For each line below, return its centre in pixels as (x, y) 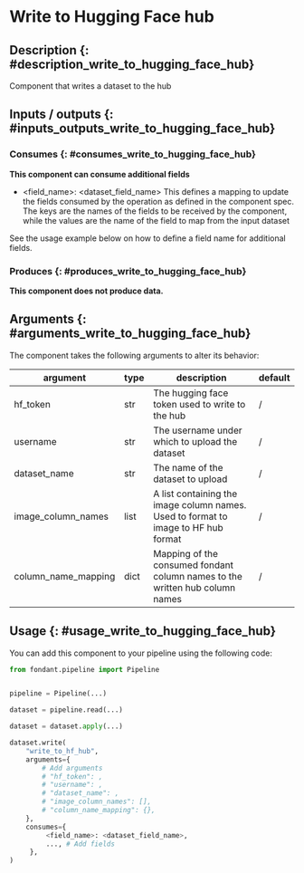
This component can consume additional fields (100, 174)
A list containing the (195, 494)
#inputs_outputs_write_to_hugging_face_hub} (142, 129)
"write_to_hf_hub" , (62, 751)
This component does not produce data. (87, 291)
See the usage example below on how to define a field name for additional (148, 238)
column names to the (198, 576)
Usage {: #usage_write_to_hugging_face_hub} (142, 631)
